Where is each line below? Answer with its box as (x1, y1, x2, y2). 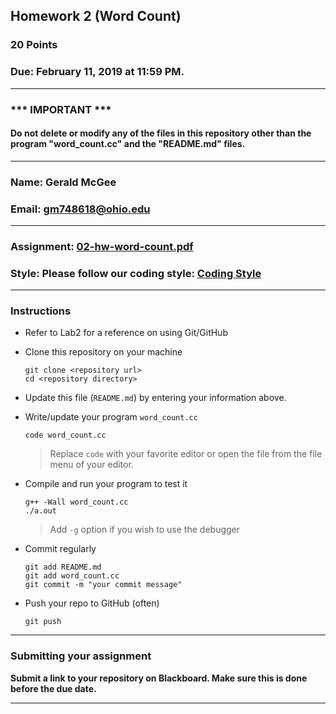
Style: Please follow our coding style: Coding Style (10, 266, 262, 280)
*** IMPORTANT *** (10, 102, 112, 116)
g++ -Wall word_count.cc (24, 497, 129, 508)
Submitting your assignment (10, 649, 152, 663)
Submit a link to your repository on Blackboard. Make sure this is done (10, 672, 308, 684)
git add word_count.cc (24, 571, 120, 581)
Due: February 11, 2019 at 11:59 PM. (10, 65, 185, 79)
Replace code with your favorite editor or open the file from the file (49, 448, 323, 460)
